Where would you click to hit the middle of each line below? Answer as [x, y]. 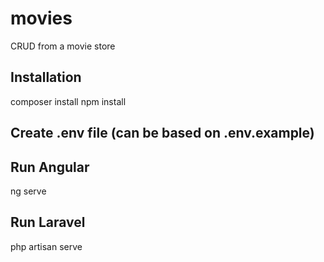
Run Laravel [48, 222]
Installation [46, 77]
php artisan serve [46, 246]
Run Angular [50, 167]
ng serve [28, 191]
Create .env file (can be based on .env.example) [162, 133]
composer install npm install [68, 101]
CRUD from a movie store [63, 46]
